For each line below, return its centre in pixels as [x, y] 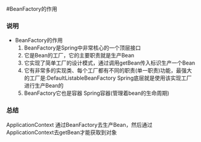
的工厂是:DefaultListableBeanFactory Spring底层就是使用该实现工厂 [108, 78]
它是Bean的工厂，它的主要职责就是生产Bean [79, 56]
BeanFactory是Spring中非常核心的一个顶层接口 [82, 48]
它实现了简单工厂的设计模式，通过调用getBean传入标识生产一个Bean [110, 63]
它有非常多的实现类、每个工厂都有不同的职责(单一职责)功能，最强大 [108, 71]
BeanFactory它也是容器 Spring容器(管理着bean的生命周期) [97, 93]
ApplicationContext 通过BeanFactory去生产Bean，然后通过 [79, 124]
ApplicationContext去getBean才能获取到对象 [62, 132]
